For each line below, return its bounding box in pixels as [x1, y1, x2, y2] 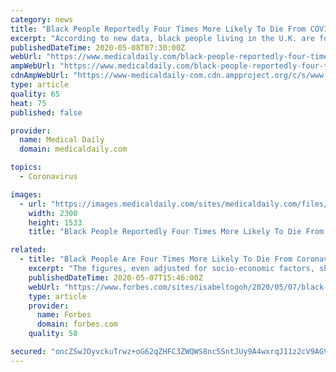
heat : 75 [10, 98, 47, 108]
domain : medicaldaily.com [19, 144, 128, 155]
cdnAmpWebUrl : [10, 71, 70, 81]
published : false [10, 107, 83, 118]
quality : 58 [28, 329, 78, 339]
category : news [10, 14, 74, 25]
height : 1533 [28, 217, 83, 228]
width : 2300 [28, 208, 78, 218]
